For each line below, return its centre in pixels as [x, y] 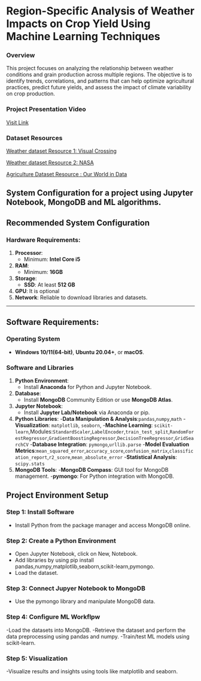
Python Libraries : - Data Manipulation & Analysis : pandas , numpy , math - [100, 419]
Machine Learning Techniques [83, 37]
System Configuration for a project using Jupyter [100, 193]
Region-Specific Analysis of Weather [100, 11]
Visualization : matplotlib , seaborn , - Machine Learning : [84, 425]
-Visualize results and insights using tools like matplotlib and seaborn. [92, 671]
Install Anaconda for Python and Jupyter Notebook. [88, 387]
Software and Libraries [40, 367]
